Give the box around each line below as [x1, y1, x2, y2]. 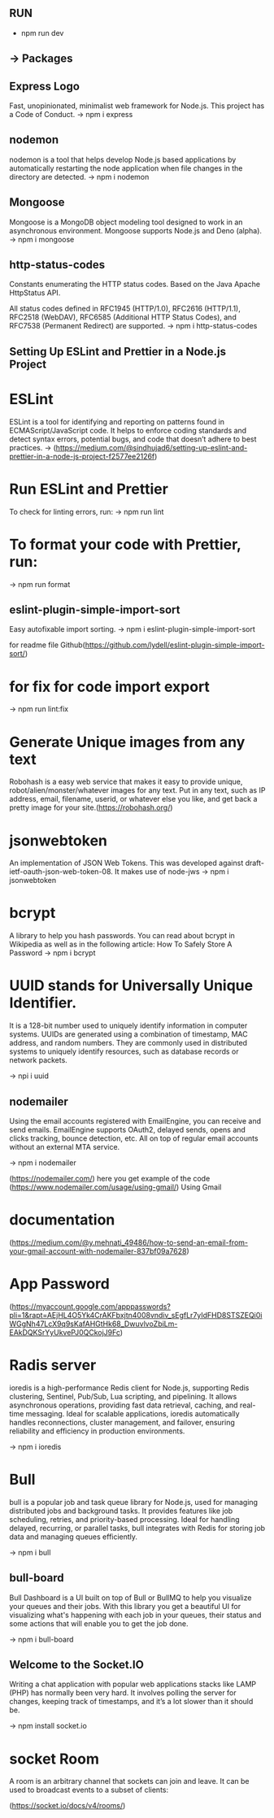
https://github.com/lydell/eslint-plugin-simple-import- [85, 640, 265, 650]
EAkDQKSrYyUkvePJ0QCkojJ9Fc [9, 1327, 121, 1337]
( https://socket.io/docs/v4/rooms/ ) [9, 1801, 126, 1811]
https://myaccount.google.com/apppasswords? [11, 1301, 172, 1311]
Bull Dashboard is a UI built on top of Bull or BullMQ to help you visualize [9, 1593, 252, 1603]
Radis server [9, 1356, 97, 1375]
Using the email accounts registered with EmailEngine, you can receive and [9, 1116, 262, 1125]
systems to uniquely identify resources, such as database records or [9, 1046, 239, 1056]
